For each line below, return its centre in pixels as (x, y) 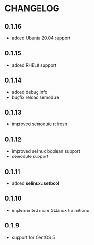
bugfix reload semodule (35, 97)
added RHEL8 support (34, 65)
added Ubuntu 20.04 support (41, 38)
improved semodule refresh (39, 124)
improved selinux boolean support (46, 151)
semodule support (30, 157)
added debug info (29, 92)
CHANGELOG (32, 9)
